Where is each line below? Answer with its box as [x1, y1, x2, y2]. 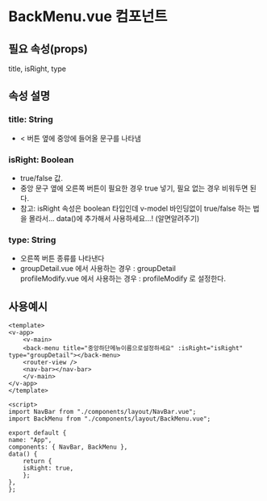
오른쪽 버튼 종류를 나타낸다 [19, 253, 105, 263]
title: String [8, 114, 54, 125]
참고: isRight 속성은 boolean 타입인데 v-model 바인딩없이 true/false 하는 [19, 203, 252, 213]
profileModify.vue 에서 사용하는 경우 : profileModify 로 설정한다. [19, 273, 226, 283]
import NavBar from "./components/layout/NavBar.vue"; [8, 408, 197, 416]
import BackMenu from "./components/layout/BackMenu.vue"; [8, 415, 211, 424]
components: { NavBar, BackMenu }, [8, 443, 128, 452]
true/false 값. [19, 173, 63, 182]
